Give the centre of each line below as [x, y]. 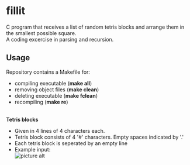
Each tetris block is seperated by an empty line [71, 143]
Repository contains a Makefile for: [48, 72]
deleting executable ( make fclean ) [56, 95]
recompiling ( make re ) [41, 102]
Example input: [32, 149]
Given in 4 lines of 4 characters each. [60, 130]
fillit [15, 11]
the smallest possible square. [41, 33]
